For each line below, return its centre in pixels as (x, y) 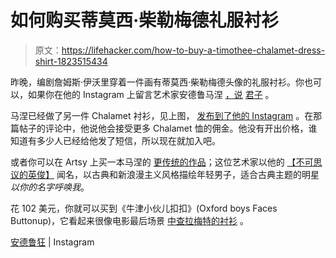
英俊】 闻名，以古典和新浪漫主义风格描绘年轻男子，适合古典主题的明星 (173, 174)
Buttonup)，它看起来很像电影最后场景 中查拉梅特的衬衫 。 (129, 220)
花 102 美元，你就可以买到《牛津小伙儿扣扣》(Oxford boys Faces (144, 208)
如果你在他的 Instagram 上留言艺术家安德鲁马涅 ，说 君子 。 (151, 94)
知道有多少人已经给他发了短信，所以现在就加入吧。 (115, 140)
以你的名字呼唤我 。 (50, 187)
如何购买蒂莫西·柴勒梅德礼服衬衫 (145, 20)
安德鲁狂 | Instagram (52, 242)
